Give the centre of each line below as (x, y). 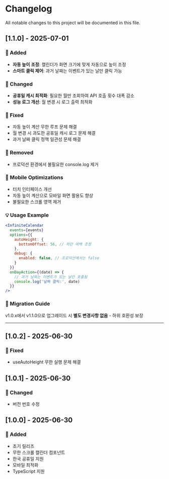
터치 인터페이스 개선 (32, 189)
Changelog (29, 9)
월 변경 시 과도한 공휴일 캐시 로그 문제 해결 (54, 133)
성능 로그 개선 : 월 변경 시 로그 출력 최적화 (53, 102)
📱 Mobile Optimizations (34, 177)
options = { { (21, 235)
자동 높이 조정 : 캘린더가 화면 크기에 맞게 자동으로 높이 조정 (69, 64)
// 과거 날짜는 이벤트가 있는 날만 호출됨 (51, 277)
